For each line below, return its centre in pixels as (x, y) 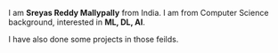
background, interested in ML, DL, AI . (77, 22)
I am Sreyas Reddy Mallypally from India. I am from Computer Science (139, 13)
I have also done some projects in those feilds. (94, 39)
